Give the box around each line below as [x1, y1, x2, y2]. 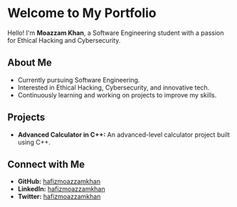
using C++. [17, 137, 51, 147]
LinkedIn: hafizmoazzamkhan [17, 185, 105, 193]
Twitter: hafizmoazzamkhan [17, 192, 101, 201]
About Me [7, 57, 52, 69]
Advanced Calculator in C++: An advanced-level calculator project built [17, 130, 230, 139]
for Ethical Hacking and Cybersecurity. [7, 36, 121, 44]
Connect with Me [7, 158, 85, 170]
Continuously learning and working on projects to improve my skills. [17, 90, 217, 99]
